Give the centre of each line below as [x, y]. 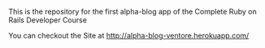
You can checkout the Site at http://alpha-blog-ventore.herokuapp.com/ [129, 36]
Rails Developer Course [48, 20]
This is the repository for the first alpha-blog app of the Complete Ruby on [133, 12]
